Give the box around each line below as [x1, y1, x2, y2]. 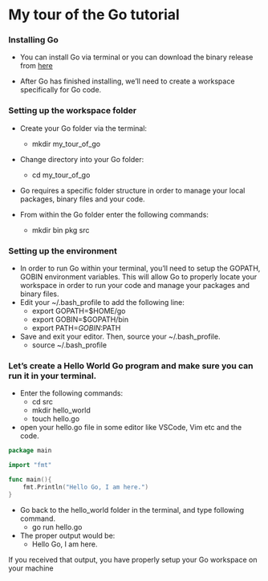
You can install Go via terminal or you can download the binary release [19, 52, 254, 62]
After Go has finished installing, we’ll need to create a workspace [19, 76, 235, 86]
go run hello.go [31, 522, 83, 531]
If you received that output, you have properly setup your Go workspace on [8, 555, 258, 564]
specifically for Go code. [19, 85, 102, 95]
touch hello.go [31, 414, 80, 424]
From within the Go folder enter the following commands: [19, 209, 209, 219]
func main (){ [8, 476, 52, 484]
